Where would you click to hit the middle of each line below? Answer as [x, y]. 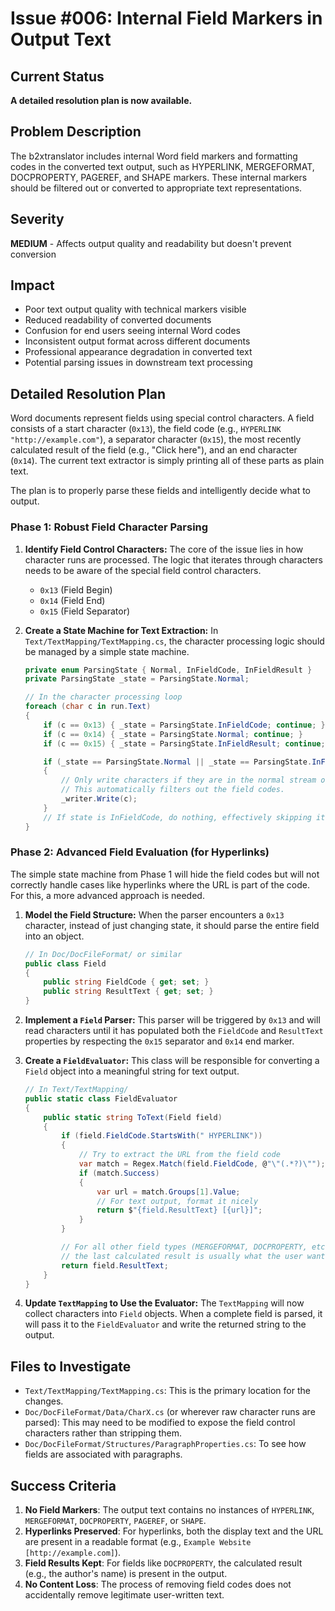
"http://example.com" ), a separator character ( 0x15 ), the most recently [156, 439]
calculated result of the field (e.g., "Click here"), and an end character [154, 450]
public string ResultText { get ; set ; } [128, 992]
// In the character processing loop [103, 697]
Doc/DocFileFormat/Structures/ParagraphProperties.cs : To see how [165, 1444]
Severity [37, 219]
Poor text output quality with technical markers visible [135, 309]
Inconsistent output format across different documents [137, 341]
